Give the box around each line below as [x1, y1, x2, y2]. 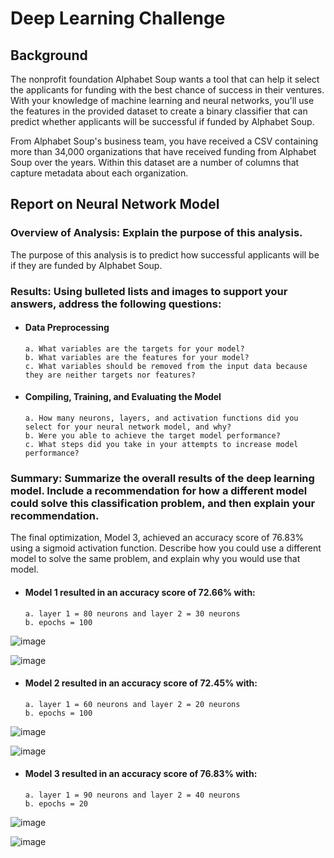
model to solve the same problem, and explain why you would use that [10, 553, 301, 565]
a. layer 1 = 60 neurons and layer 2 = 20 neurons [24, 699, 241, 709]
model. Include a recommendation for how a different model [10, 483, 308, 497]
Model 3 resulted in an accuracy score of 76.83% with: [24, 768, 258, 780]
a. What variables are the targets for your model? [24, 343, 245, 354]
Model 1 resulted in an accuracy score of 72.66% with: [24, 586, 256, 598]
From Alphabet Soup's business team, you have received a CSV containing [10, 135, 319, 147]
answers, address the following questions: [10, 297, 222, 311]
